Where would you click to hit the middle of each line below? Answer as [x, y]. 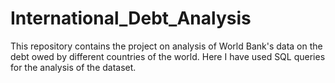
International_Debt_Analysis [131, 18]
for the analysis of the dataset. [73, 67]
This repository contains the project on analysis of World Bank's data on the [166, 46]
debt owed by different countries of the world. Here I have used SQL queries [168, 56]
